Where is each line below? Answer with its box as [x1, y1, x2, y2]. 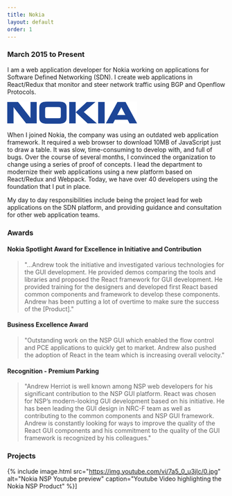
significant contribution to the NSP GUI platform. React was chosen [24, 390, 216, 398]
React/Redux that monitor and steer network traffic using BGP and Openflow [7, 80, 226, 88]
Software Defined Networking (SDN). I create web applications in [7, 73, 193, 81]
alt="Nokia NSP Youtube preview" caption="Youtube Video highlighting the [7, 474, 222, 483]
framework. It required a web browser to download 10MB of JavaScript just [7, 138, 222, 146]
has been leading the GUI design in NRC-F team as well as [24, 404, 191, 413]
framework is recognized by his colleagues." [24, 434, 152, 443]
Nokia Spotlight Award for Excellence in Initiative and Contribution [7, 245, 202, 254]
